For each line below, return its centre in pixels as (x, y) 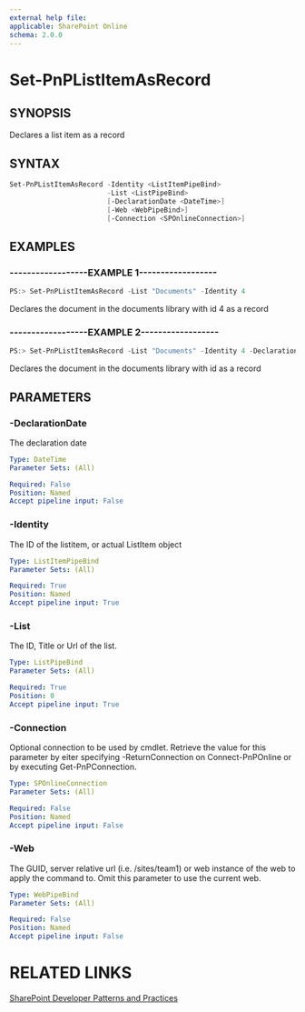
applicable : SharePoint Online (69, 26)
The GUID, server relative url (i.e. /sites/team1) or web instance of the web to (152, 868)
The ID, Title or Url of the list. (64, 646)
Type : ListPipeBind (46, 663)
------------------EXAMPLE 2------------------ (114, 333)
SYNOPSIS (40, 113)
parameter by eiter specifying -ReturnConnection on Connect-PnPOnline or (151, 757)
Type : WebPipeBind (44, 895)
